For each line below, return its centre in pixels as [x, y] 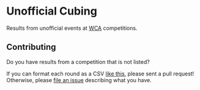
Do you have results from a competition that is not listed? [78, 61]
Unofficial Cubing [52, 11]
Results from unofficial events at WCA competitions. [72, 28]
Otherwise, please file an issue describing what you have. [79, 80]
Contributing [31, 47]
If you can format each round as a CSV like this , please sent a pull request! [100, 74]
